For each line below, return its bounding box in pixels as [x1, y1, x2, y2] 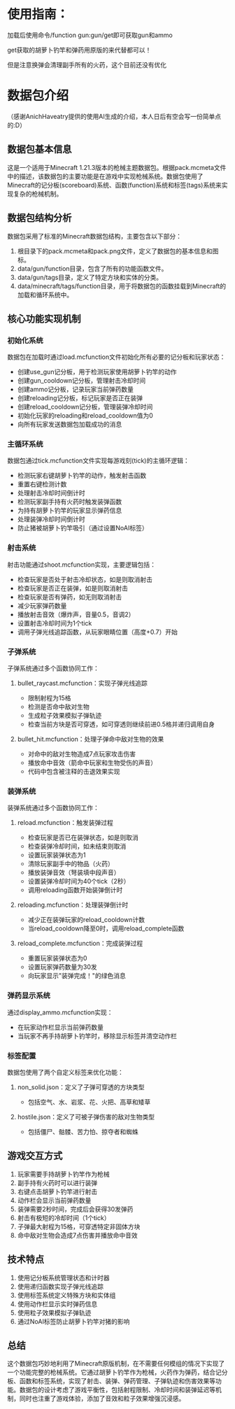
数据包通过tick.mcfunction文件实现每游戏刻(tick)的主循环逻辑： [7, 456, 190, 465]
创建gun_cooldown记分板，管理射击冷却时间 [17, 376, 145, 385]
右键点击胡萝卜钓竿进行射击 [17, 1187, 98, 1196]
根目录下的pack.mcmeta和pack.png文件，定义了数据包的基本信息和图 [17, 246, 219, 255]
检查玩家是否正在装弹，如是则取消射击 [17, 583, 128, 592]
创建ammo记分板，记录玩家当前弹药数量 [17, 385, 134, 394]
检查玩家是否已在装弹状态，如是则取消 [27, 833, 138, 842]
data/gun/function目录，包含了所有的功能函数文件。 [17, 264, 168, 273]
